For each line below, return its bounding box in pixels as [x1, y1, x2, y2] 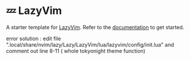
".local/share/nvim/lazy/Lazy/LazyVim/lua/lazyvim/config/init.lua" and [6, 41, 174, 48]
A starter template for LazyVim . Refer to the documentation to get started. [6, 23, 185, 30]
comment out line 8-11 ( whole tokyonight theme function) [6, 47, 145, 54]
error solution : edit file [6, 35, 62, 42]
